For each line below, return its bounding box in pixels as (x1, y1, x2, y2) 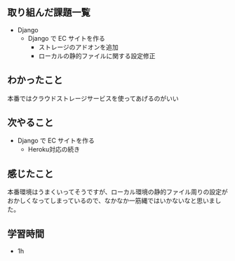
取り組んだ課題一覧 (7, 6, 90, 19)
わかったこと (7, 74, 63, 86)
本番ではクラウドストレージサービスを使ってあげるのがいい (7, 94, 179, 102)
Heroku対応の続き (27, 145, 81, 154)
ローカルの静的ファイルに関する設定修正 (38, 51, 156, 60)
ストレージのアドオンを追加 (38, 43, 119, 51)
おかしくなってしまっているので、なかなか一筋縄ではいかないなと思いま (7, 196, 215, 205)
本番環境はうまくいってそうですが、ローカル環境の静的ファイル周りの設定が (7, 188, 228, 196)
